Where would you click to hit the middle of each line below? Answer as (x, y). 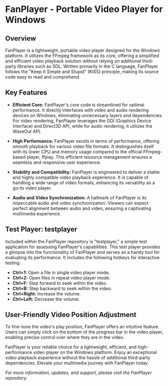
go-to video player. (32, 188)
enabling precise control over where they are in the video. (65, 337)
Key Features (26, 93)
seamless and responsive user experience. (57, 162)
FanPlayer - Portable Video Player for (84, 9)
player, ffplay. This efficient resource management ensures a (89, 157)
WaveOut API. (27, 131)
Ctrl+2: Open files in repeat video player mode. (61, 278)
